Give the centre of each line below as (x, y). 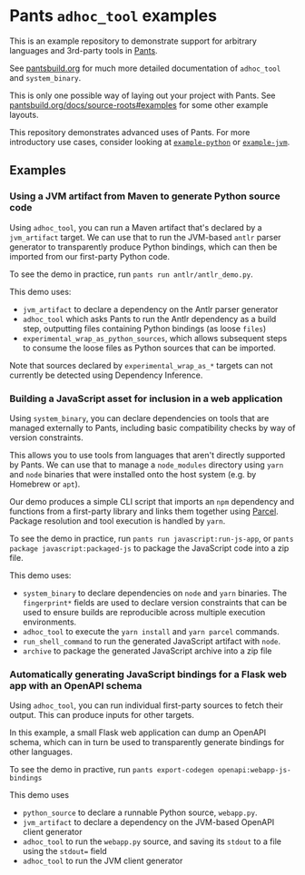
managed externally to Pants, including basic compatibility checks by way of (152, 428)
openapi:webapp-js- (255, 771)
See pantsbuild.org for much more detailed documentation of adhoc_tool (145, 68)
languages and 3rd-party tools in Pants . (84, 50)
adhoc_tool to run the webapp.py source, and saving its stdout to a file (152, 841)
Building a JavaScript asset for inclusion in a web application (146, 398)
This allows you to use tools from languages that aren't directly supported (148, 455)
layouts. (24, 114)
